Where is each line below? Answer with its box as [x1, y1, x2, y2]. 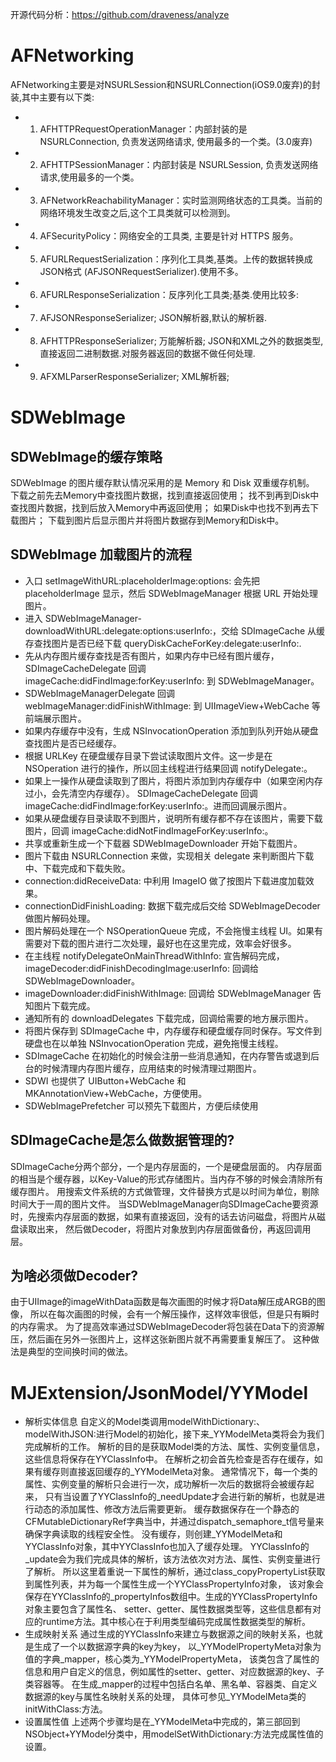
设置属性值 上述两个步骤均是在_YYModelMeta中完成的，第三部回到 [24, 1716, 301, 1728]
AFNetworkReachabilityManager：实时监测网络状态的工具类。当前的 [39, 194, 323, 206]
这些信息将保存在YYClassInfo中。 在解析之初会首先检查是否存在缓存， [24, 1453, 315, 1465]
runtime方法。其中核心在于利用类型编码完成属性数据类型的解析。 [42, 1616, 312, 1628]
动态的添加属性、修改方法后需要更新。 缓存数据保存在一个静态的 [33, 1503, 300, 1515]
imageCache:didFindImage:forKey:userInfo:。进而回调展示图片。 [24, 799, 293, 812]
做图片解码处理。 [24, 912, 96, 924]
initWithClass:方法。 [24, 1703, 108, 1715]
